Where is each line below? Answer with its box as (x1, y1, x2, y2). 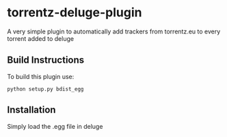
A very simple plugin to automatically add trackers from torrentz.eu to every (7, 27, 221, 35)
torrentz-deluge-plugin (7, 5, 142, 20)
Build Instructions (7, 55, 85, 66)
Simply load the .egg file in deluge (7, 122, 103, 130)
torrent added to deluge (7, 34, 74, 42)
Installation (7, 104, 56, 116)
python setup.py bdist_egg (7, 85, 84, 93)
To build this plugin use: (7, 72, 75, 80)
